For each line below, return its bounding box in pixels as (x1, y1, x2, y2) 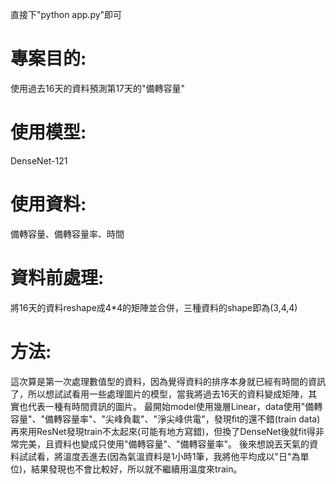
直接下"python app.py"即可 (10, 9, 123, 20)
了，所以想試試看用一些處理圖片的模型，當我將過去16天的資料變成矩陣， (10, 388, 309, 400)
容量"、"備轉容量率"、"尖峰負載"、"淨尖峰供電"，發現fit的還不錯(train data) (10, 413, 321, 425)
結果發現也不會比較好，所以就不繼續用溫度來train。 (31, 463, 243, 475)
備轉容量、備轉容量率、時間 (10, 228, 125, 240)
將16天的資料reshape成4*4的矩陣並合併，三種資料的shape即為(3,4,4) (10, 301, 298, 313)
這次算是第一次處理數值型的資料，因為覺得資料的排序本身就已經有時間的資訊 (10, 375, 326, 387)
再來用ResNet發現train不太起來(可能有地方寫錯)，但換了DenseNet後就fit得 (10, 425, 316, 437)
